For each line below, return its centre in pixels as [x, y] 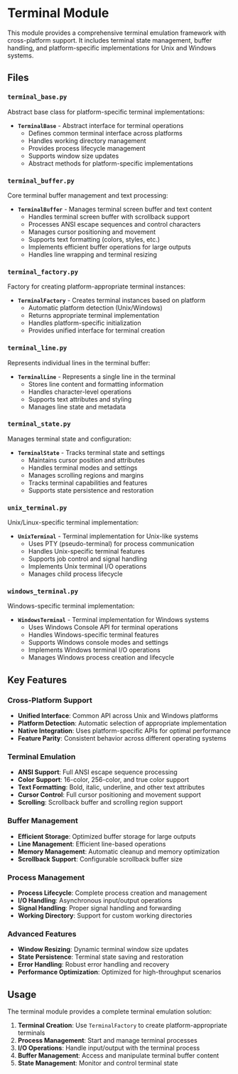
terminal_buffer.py [41, 181]
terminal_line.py [37, 348]
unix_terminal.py [37, 508]
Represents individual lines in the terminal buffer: [79, 363]
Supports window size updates [74, 156]
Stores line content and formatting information [96, 384]
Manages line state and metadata [77, 407]
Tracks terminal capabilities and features [88, 483]
